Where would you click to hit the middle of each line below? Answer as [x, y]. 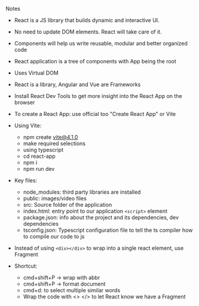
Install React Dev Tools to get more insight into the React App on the [98, 96]
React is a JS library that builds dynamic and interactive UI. [87, 20]
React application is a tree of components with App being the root [95, 61]
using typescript [43, 150]
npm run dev [39, 169]
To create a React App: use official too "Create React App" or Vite [95, 114]
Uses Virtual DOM [36, 73]
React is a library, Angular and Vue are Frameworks [77, 84]
